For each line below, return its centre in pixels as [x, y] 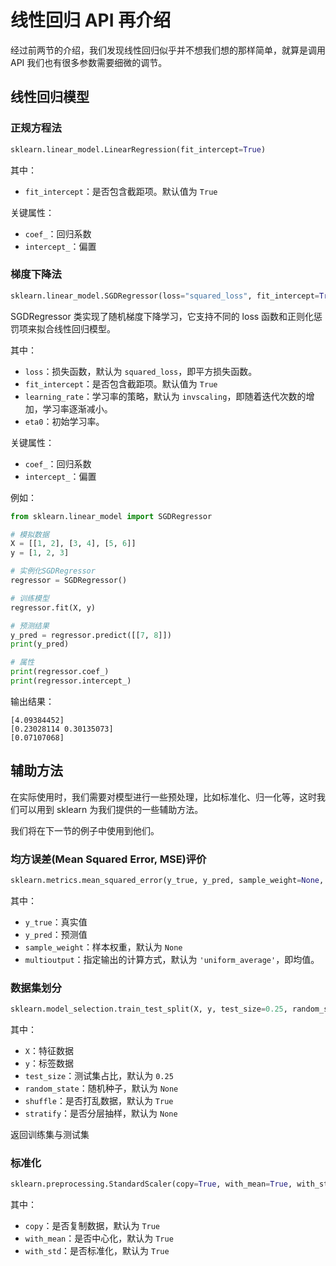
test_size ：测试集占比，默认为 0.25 [99, 1076]
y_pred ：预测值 [56, 934]
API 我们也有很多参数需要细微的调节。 [89, 62]
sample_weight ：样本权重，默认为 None [103, 947]
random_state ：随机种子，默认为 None [101, 1088]
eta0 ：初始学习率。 [64, 421]
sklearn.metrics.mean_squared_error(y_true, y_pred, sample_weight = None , [167, 881]
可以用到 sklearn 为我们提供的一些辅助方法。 [111, 809]
